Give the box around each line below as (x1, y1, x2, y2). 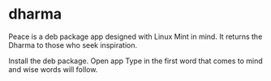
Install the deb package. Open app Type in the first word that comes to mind (8, 56, 264, 66)
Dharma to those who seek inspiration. (8, 40, 138, 49)
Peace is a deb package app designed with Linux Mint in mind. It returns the (8, 32, 263, 41)
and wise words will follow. (8, 64, 98, 74)
